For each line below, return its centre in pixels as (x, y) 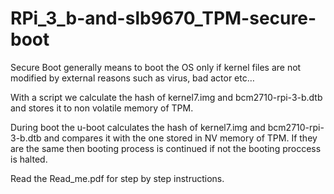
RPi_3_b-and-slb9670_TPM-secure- (163, 18)
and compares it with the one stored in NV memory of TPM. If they (180, 138)
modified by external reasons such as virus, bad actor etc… (132, 78)
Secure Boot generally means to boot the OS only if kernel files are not (156, 67)
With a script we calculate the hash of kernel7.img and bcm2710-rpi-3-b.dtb (166, 97)
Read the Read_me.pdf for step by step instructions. (117, 178)
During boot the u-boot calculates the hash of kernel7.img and (138, 127)
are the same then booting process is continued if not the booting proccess (166, 148)
